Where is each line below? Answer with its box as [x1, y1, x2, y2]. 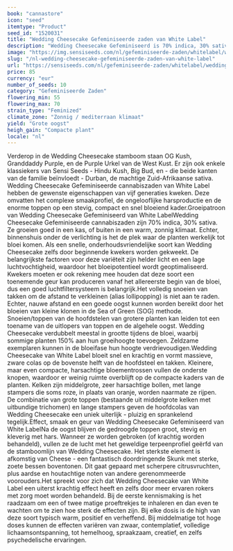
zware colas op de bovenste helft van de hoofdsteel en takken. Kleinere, [7, 359, 214, 367]
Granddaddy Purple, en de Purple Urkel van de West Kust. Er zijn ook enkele [7, 159, 225, 167]
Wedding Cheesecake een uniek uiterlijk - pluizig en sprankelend [7, 411, 193, 419]
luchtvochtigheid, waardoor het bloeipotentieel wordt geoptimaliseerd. [7, 263, 208, 271]
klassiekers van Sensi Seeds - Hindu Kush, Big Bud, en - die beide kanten [7, 167, 218, 175]
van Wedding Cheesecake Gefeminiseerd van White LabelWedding [7, 211, 199, 220]
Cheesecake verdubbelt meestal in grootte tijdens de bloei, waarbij [7, 329, 199, 338]
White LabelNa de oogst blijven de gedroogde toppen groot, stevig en [7, 425, 207, 434]
